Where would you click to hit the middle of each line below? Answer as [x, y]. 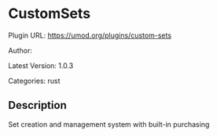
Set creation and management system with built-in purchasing [109, 124]
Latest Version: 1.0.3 [41, 65]
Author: [20, 50]
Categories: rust [34, 81]
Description [37, 105]
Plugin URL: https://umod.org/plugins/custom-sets [90, 35]
